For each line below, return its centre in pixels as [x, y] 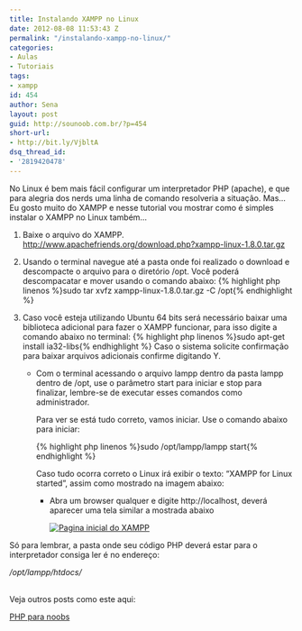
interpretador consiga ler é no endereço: [85, 554]
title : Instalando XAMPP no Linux [74, 19]
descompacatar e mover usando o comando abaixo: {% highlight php [151, 280]
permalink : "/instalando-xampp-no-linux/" [90, 38]
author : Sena [34, 105]
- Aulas [24, 57]
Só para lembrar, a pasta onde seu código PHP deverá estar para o [134, 544]
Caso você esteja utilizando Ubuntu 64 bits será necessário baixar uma [155, 317]
